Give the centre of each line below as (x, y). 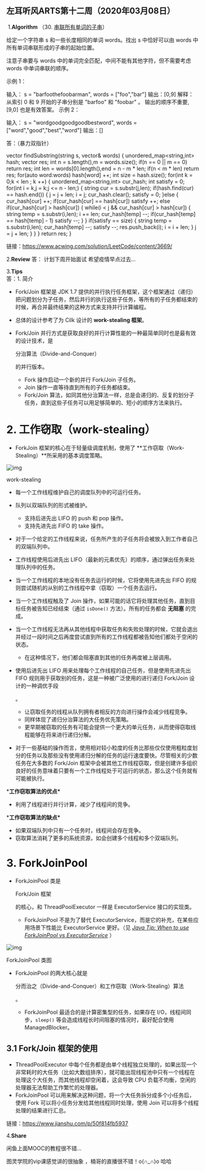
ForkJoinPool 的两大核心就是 (51, 973)
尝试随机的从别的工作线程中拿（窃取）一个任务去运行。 (90, 588)
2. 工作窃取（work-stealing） (81, 430)
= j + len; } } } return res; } (39, 233)
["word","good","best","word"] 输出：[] (55, 130)
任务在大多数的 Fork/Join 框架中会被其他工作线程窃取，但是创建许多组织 (106, 763)
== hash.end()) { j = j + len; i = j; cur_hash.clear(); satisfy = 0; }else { (92, 194)
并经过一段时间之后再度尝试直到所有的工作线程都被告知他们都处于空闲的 (106, 637)
